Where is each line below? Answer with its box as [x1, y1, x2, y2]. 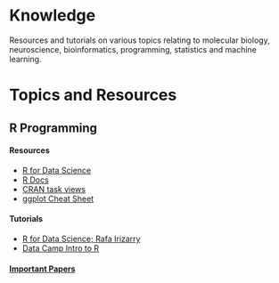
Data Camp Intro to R [21, 242, 100, 254]
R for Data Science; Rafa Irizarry [21, 233, 141, 244]
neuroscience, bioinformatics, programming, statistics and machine [9, 44, 257, 54]
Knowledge [9, 5, 96, 26]
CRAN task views [21, 183, 86, 194]
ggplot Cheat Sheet [21, 193, 94, 204]
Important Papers [9, 263, 76, 274]
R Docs [21, 174, 49, 185]
